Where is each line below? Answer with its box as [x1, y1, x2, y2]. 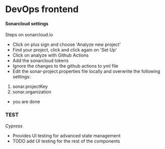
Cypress [5, 123, 23, 129]
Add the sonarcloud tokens [12, 58, 69, 64]
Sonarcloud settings [5, 20, 49, 26]
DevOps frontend [5, 4, 79, 15]
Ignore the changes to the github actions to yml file [12, 63, 118, 69]
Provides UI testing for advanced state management [12, 132, 121, 138]
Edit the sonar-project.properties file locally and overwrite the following [12, 68, 160, 74]
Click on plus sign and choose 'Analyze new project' [12, 41, 121, 47]
